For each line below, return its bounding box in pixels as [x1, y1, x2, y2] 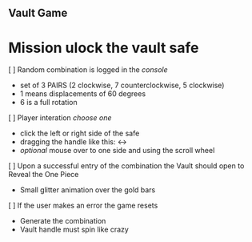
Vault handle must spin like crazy [19, 224, 130, 235]
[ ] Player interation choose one [8, 113, 112, 123]
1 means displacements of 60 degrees [19, 89, 146, 99]
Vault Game [8, 6, 68, 20]
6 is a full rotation [19, 98, 78, 107]
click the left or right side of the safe [19, 128, 140, 139]
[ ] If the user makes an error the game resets [8, 200, 158, 211]
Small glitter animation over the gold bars [19, 185, 156, 195]
